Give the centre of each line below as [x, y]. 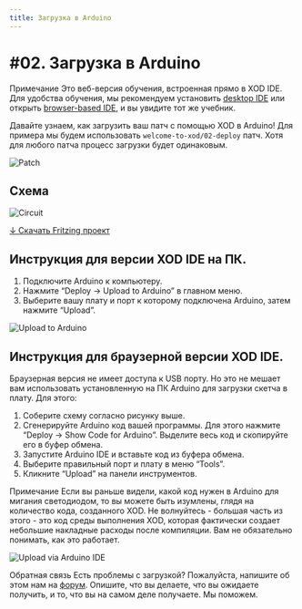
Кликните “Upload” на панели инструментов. [110, 474]
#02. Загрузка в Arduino [105, 62]
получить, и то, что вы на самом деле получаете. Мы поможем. [134, 594]
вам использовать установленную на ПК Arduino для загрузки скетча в [149, 388]
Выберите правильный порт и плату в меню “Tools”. [124, 464]
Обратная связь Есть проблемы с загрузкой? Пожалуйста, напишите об [150, 575]
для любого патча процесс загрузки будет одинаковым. [119, 145]
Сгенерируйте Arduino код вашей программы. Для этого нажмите [151, 425]
